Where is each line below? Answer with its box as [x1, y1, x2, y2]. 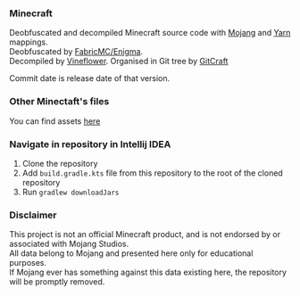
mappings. [9, 37, 48, 47]
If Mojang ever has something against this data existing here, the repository [9, 267, 287, 278]
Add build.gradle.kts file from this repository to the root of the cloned [21, 168, 283, 178]
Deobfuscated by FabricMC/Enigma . [9, 46, 144, 57]
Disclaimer [9, 209, 57, 221]
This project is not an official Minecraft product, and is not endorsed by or [9, 229, 281, 240]
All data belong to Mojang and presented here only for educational [9, 248, 254, 259]
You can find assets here [9, 115, 101, 127]
